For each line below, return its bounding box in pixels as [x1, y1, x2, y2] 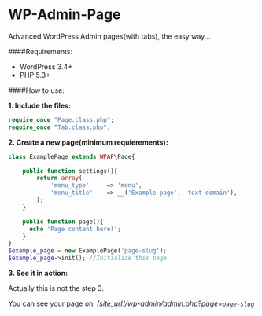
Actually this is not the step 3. [8, 284, 105, 293]
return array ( [36, 175, 83, 182]
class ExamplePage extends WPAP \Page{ [8, 152, 135, 160]
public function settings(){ [22, 167, 118, 175]
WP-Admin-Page [8, 6, 121, 24]
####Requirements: [8, 46, 73, 56]
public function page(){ [22, 218, 104, 226]
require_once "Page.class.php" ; [8, 116, 114, 123]
